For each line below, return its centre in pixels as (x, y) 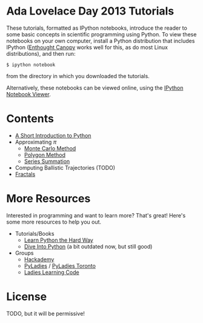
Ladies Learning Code (52, 272)
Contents (30, 119)
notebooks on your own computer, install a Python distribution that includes (101, 41)
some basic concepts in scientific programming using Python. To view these (101, 34)
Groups (24, 253)
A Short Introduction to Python (53, 135)
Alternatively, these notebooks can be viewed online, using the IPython (95, 88)
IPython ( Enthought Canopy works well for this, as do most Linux (87, 47)
